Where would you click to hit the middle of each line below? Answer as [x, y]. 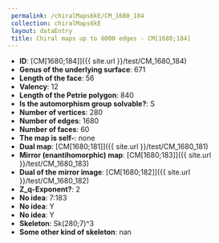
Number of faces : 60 [54, 130]
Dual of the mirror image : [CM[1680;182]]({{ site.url [104, 172]
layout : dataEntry [42, 31]
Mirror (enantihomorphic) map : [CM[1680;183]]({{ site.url [115, 155]
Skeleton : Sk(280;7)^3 [56, 224]
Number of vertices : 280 [61, 113]
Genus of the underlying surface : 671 [82, 70]
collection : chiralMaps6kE [56, 23]
